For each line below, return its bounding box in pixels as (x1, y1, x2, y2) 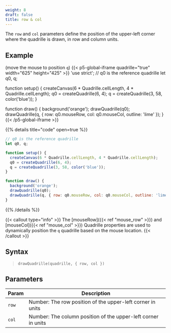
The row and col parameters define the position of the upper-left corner (5, 31, 155, 37)
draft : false (5, 12, 33, 17)
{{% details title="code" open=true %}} (5, 127, 88, 133)
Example (5, 51, 34, 60)
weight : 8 (5, 7, 26, 13)
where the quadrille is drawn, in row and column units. (5, 36, 119, 42)
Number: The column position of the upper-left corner (28, 313, 159, 320)
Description (81, 290, 111, 297)
